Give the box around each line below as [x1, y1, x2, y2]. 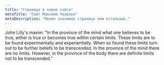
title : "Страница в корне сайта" [5, 7, 73, 12]
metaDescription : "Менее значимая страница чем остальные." [5, 16, 131, 21]
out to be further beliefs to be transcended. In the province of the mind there [5, 45, 160, 51]
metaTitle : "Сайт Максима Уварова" [5, 12, 78, 17]
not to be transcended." [5, 56, 53, 62]
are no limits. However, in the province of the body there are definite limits [5, 50, 154, 56]
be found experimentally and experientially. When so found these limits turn [5, 40, 158, 46]
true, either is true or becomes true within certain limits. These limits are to [5, 35, 156, 41]
